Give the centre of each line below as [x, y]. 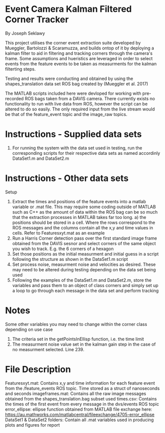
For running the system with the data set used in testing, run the [77, 148]
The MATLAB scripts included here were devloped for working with [73, 93]
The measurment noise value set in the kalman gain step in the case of [84, 344]
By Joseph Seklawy [25, 33]
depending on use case [29, 329]
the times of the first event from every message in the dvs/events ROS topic [82, 404]
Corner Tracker [37, 19]
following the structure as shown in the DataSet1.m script [70, 259]
